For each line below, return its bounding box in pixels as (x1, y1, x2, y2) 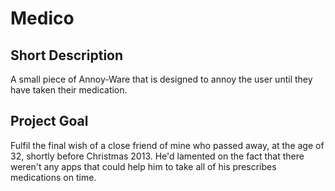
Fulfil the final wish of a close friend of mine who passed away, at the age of (10, 139, 325, 151)
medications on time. (10, 171, 97, 183)
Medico (10, 7, 75, 30)
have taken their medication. (10, 84, 128, 96)
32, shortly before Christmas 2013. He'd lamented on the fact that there (10, 150, 305, 162)
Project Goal (10, 113, 89, 130)
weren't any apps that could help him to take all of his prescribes (10, 160, 277, 172)
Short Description (10, 47, 124, 64)
